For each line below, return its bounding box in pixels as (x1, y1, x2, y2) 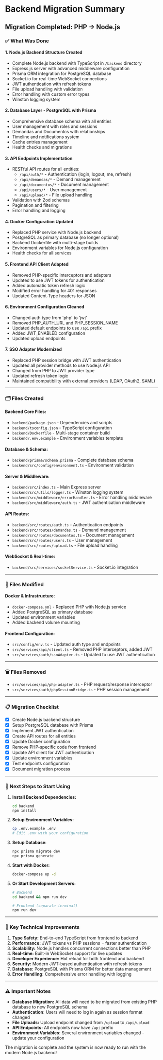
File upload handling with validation (12, 86, 83, 92)
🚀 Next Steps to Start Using (5, 783, 70, 790)
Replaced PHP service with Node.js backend (12, 230, 101, 235)
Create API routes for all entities (12, 733, 76, 739)
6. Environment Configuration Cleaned (5, 304, 84, 310)
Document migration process (12, 766, 70, 772)
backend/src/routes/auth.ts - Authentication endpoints (12, 521, 124, 527)
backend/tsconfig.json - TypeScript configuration (12, 425, 112, 431)
